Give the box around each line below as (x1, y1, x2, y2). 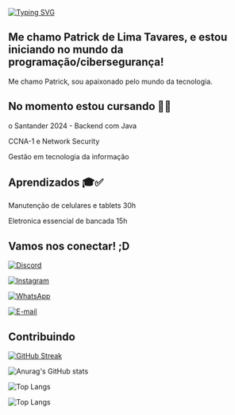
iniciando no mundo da (8, 43, 124, 57)
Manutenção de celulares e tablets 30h (8, 201, 137, 210)
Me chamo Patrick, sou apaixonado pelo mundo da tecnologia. (8, 76, 213, 86)
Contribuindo (8, 330, 75, 343)
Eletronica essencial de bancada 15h (8, 216, 128, 226)
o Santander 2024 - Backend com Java (8, 120, 137, 131)
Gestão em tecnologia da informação (8, 151, 129, 161)
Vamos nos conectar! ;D (8, 239, 130, 253)
